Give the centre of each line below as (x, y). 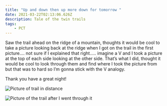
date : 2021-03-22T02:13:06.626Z (39, 14)
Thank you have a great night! (36, 79)
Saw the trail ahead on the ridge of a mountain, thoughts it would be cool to (83, 42)
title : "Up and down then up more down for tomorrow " (63, 10)
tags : (11, 24)
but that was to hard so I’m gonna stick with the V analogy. (65, 69)
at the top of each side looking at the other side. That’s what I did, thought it (83, 58)
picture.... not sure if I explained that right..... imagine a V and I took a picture (84, 53)
